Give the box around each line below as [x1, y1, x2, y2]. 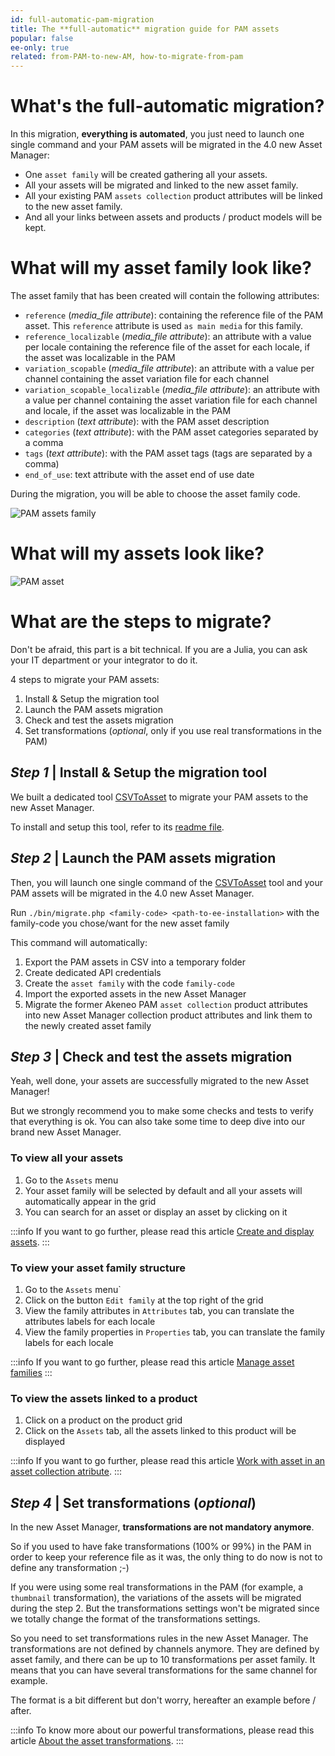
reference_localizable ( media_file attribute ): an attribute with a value [24, 331, 312, 342]
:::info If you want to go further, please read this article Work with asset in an [10, 1455, 326, 1467]
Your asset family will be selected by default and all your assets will [24, 1184, 303, 1196]
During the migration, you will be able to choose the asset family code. [10, 488, 301, 500]
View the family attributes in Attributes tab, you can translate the [24, 1304, 295, 1316]
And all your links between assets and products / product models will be [24, 211, 323, 223]
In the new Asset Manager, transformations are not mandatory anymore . [10, 1521, 315, 1533]
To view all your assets [10, 1151, 124, 1165]
